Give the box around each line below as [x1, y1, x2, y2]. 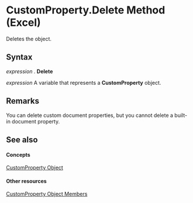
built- [174, 112, 188, 119]
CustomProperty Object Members [6, 191, 88, 198]
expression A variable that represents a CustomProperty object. [6, 79, 161, 86]
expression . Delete [6, 68, 53, 75]
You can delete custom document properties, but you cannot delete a [6, 112, 174, 119]
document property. [11, 118, 60, 125]
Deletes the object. [6, 35, 51, 42]
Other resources [6, 177, 47, 184]
